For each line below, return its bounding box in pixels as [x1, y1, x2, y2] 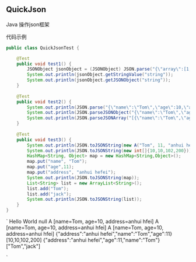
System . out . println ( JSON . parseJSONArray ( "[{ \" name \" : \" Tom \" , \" [27, 115, 187, 121]
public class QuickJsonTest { [6, 45, 80, 51]
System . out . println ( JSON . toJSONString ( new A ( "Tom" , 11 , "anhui [27, 142, 184, 148]
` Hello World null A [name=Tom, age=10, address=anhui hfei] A [6, 218, 159, 225]
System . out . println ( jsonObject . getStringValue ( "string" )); [27, 72, 174, 78]
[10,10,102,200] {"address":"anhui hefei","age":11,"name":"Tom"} [6, 236, 160, 244]
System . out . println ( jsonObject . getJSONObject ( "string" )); [27, 77, 171, 83]
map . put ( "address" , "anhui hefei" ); [27, 169, 116, 176]
